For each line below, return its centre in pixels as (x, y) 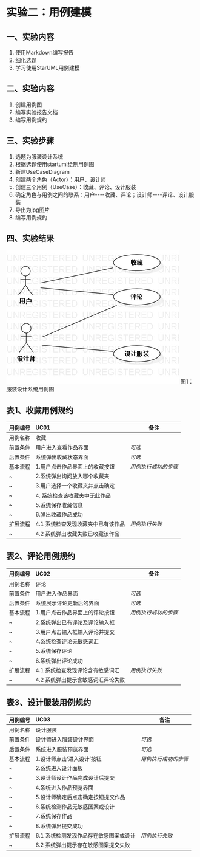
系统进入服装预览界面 (62, 749)
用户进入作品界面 (57, 593)
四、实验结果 (30, 239)
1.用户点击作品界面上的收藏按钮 (75, 466)
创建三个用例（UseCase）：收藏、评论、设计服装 (75, 187)
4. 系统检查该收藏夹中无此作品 (73, 495)
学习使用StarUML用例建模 (47, 68)
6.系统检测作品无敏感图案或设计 (75, 807)
